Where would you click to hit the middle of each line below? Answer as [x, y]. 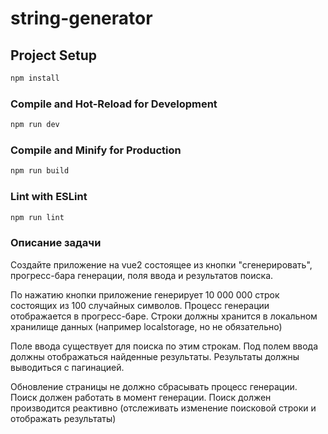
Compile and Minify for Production [96, 150]
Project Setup [54, 55]
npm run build [40, 171]
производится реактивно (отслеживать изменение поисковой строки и [163, 408]
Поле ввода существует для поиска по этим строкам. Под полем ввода [164, 346]
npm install [35, 78]
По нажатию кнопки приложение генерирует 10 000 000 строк [145, 294]
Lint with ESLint [49, 197]
